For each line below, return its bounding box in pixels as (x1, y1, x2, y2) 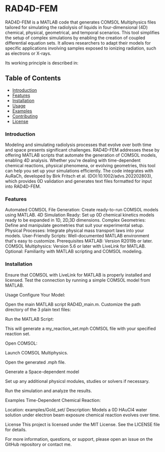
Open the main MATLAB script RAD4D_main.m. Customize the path (5, 301, 141, 307)
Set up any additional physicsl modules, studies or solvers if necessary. (5, 378, 150, 384)
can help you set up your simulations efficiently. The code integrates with (5, 168, 154, 174)
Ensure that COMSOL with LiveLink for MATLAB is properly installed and (5, 272, 151, 277)
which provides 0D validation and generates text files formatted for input (5, 178, 152, 184)
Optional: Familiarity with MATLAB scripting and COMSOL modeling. (5, 249, 143, 254)
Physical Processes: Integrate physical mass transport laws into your (5, 227, 144, 233)
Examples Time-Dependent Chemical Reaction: (5, 397, 101, 403)
